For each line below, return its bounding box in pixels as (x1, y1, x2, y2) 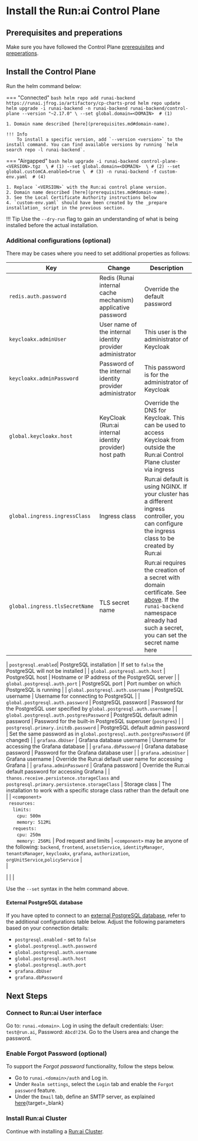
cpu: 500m (16, 813, 41, 819)
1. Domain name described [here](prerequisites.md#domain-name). (6, 121, 170, 127)
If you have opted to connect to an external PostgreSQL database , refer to (6, 912, 186, 919)
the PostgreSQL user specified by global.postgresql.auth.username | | (6, 705, 178, 713)
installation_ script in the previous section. (6, 205, 126, 211)
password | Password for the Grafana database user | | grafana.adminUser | (6, 749, 189, 756)
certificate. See (144, 588, 187, 597)
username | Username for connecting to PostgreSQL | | (6, 692, 140, 700)
